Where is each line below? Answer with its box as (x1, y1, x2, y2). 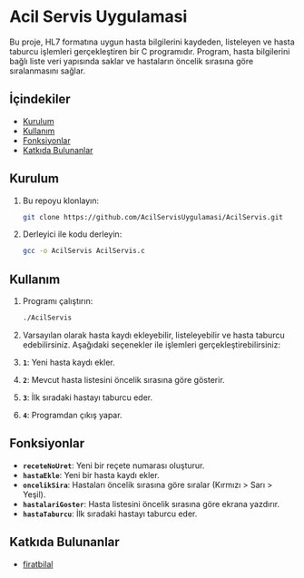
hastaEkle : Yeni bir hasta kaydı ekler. (22, 469, 161, 480)
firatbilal (22, 558, 54, 569)
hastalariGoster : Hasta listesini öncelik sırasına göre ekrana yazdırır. (22, 498, 279, 509)
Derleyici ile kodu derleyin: (22, 229, 123, 240)
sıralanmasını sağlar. (9, 65, 86, 76)
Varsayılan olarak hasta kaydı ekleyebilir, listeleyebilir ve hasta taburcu (22, 329, 285, 340)
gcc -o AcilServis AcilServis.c (22, 247, 145, 256)
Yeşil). (22, 488, 46, 500)
